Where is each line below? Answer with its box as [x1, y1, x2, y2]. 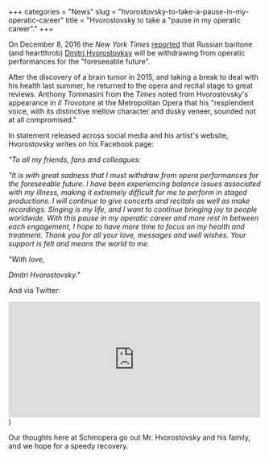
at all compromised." [8, 115, 77, 124]
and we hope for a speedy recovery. [8, 441, 129, 450]
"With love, [8, 254, 45, 264]
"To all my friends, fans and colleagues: [8, 155, 141, 164]
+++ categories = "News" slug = [8, 7, 117, 16]
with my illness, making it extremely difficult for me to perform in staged [8, 188, 247, 196]
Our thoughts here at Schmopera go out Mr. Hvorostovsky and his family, [8, 432, 251, 442]
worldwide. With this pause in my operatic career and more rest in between [8, 213, 259, 222]
